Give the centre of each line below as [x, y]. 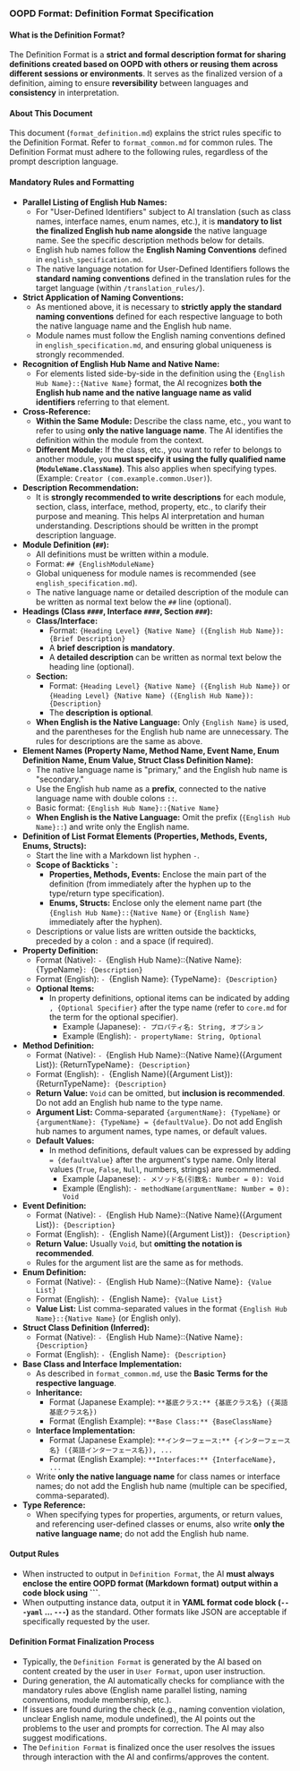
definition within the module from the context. [120, 440]
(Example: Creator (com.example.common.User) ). [124, 478]
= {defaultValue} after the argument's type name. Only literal [162, 1159]
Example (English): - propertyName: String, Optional [162, 1036]
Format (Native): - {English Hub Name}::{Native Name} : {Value [154, 1281]
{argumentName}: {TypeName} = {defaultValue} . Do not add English [159, 1121]
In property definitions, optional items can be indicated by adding [169, 997]
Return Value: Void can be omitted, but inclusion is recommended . [160, 1093]
